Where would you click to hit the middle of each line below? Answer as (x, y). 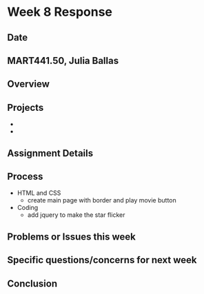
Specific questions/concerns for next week (102, 260)
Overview (29, 84)
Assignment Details (50, 153)
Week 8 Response (60, 12)
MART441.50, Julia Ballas (63, 60)
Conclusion (32, 283)
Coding (28, 208)
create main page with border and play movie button (102, 200)
